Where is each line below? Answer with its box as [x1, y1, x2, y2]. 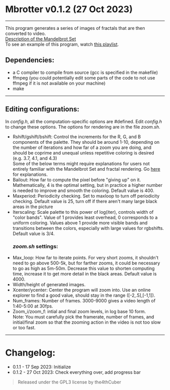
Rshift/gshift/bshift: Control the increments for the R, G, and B [12, 133, 141, 140]
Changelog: [5, 347, 56, 359]
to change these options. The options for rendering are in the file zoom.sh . [5, 124, 160, 130]
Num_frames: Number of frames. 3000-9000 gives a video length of [12, 297, 156, 303]
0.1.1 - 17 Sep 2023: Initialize [12, 364, 71, 370]
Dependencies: [5, 56, 55, 64]
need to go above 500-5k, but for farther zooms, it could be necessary [12, 260, 160, 266]
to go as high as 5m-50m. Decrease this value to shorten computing [12, 265, 155, 271]
